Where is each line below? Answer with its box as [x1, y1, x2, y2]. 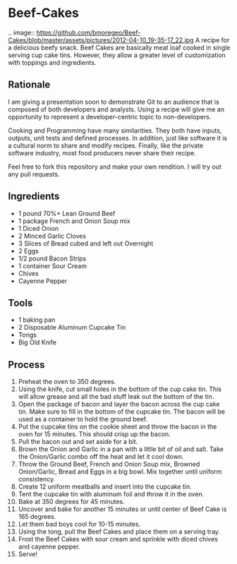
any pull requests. [8, 169, 60, 178]
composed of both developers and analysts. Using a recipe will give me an [8, 104, 225, 114]
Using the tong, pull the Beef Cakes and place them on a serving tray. [18, 527, 221, 536]
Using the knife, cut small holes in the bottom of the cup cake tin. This [18, 385, 221, 393]
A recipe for [195, 35, 230, 44]
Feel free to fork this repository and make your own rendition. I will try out [8, 162, 221, 171]
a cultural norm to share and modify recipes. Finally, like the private [8, 141, 204, 150]
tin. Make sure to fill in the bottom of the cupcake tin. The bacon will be [18, 407, 225, 416]
